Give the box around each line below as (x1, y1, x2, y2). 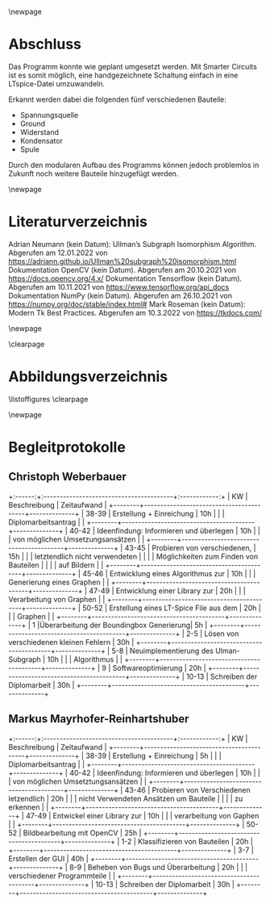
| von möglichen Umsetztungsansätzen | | (8, 776, 147, 786)
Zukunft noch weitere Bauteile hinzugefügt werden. (8, 169, 179, 178)
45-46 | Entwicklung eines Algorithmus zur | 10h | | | (81, 568, 256, 578)
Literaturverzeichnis (8, 213, 147, 231)
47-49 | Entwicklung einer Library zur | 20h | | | (88, 585, 246, 596)
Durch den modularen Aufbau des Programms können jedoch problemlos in (8, 160, 260, 169)
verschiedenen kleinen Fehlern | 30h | (8, 637, 135, 647)
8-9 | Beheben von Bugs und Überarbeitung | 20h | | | (69, 862, 248, 872)
